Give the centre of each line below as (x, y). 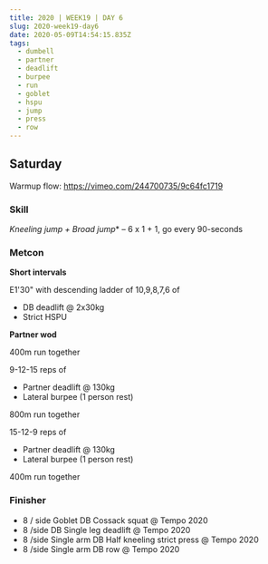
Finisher (28, 501)
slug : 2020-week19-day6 (54, 26)
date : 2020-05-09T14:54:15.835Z (70, 34)
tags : (19, 43)
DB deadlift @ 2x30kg (63, 307)
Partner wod (33, 335)
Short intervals (38, 272)
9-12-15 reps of (38, 370)
